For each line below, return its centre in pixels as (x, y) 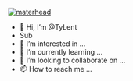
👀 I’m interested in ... (52, 44)
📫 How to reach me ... (56, 69)
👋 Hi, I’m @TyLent (48, 27)
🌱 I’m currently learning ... (61, 52)
